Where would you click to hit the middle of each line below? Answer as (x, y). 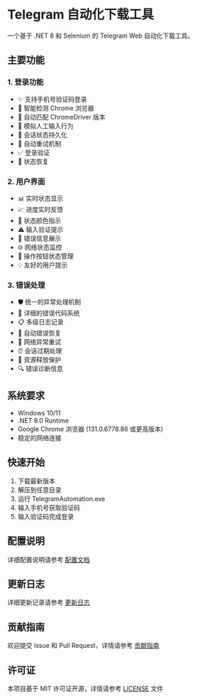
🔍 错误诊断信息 (40, 369)
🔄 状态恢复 (33, 161)
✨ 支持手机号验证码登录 (52, 99)
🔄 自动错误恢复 (39, 333)
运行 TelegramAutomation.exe (61, 498)
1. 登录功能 (26, 82)
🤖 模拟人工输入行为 (45, 126)
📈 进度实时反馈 (40, 209)
